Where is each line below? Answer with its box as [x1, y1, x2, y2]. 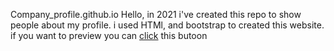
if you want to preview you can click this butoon [10, 30, 208, 41]
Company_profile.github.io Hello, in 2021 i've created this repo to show [10, 9, 302, 20]
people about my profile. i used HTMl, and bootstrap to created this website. [10, 19, 325, 31]
